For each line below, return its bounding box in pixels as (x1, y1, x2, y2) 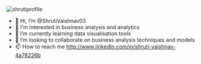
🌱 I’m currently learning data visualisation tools (14, 30, 131, 37)
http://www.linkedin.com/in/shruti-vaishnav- (66, 43, 176, 50)
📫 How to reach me (14, 43, 65, 50)
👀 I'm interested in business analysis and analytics (14, 24, 140, 31)
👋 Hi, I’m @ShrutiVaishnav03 (14, 17, 86, 24)
